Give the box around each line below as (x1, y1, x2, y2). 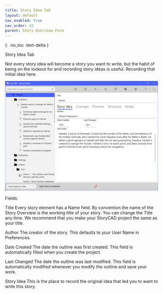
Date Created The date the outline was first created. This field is (5, 244, 133, 250)
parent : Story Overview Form (5, 28, 64, 33)
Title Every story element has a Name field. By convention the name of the (5, 205, 154, 211)
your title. (5, 220, 24, 226)
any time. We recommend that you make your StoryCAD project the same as (5, 215, 158, 221)
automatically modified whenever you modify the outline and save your (5, 264, 147, 270)
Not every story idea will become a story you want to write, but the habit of (5, 61, 155, 67)
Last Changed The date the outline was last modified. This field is (5, 259, 136, 264)
